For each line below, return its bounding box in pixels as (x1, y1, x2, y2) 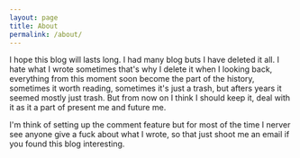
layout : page (9, 13, 59, 22)
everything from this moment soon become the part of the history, (9, 74, 255, 84)
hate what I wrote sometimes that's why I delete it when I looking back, (9, 64, 273, 75)
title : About (9, 22, 59, 31)
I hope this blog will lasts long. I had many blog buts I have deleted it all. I (9, 55, 279, 66)
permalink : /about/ (9, 30, 83, 39)
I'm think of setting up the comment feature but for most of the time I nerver (9, 119, 291, 130)
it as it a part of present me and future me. (9, 102, 167, 113)
